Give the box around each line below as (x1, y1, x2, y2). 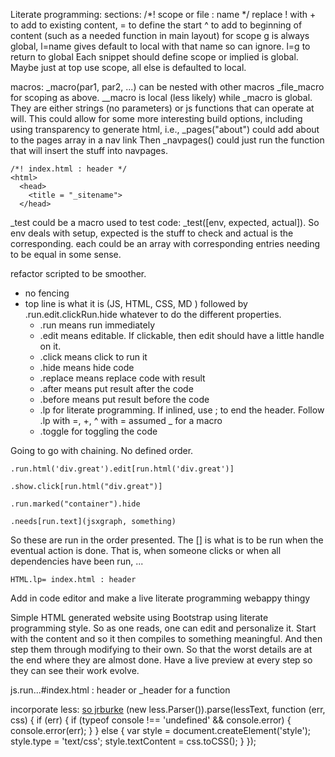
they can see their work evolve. (10, 665, 140, 676)
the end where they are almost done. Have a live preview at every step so (10, 654, 313, 666)
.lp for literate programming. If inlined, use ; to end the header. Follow (39, 404, 325, 416)
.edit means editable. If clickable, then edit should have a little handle (39, 330, 325, 341)
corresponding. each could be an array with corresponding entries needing (10, 238, 321, 249)
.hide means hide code (39, 362, 135, 373)
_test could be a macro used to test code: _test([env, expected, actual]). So (10, 217, 320, 228)
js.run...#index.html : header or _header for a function (10, 684, 231, 696)
